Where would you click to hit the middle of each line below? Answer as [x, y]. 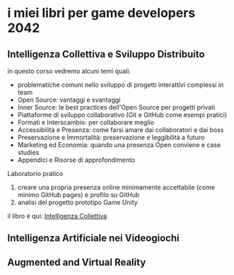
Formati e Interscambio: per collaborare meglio [86, 122]
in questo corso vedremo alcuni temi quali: [69, 71]
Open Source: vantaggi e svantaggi [69, 100]
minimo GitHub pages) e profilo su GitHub [78, 195]
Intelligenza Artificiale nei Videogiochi [93, 238]
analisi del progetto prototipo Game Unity [77, 202]
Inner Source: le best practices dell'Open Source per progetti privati [116, 107]
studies [28, 152]
